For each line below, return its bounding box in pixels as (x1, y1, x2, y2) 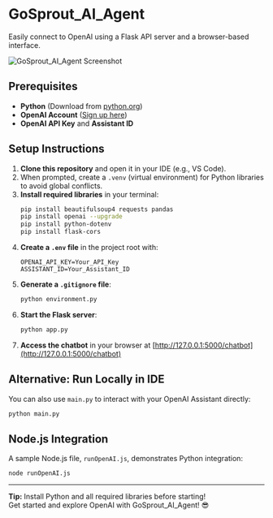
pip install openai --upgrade (19, 213, 123, 221)
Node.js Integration (8, 432, 109, 446)
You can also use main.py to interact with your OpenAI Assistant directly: (8, 394, 251, 404)
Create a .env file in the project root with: (19, 243, 158, 253)
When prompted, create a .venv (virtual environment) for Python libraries (19, 172, 264, 182)
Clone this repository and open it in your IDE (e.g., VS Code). (19, 163, 227, 173)
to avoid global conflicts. (19, 180, 103, 191)
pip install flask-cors (19, 228, 102, 236)
